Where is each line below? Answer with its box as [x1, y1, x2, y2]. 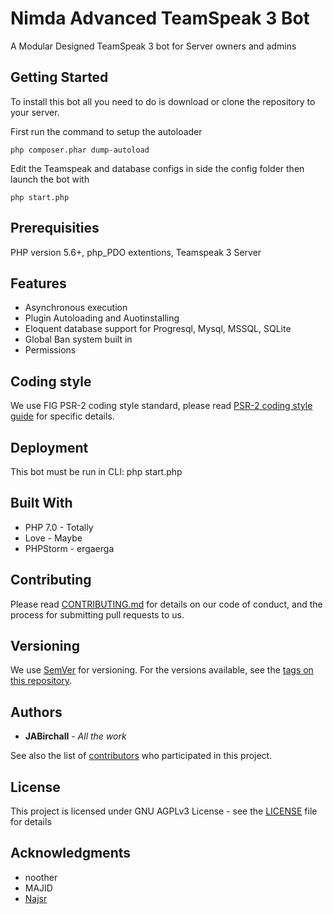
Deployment [10, 439, 89, 456]
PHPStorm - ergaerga [24, 542, 115, 554]
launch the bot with [10, 173, 90, 185]
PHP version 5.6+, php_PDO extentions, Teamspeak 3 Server [10, 246, 262, 258]
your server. [10, 106, 60, 118]
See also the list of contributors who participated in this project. [10, 750, 273, 762]
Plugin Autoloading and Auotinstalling [24, 312, 180, 324]
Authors [10, 703, 63, 721]
